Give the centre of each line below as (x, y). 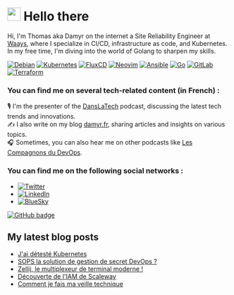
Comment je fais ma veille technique (70, 284)
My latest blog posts (53, 237)
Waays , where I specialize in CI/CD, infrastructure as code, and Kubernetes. (117, 43)
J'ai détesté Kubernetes (52, 254)
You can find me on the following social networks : (96, 171)
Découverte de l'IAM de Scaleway (67, 277)
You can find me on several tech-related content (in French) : (113, 90)
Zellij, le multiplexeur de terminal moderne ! (80, 269)
